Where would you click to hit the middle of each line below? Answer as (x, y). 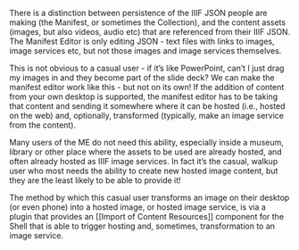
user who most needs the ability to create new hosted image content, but (144, 171)
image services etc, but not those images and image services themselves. (145, 51)
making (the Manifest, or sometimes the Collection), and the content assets (148, 22)
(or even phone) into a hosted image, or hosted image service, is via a (137, 207)
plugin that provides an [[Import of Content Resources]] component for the (146, 217)
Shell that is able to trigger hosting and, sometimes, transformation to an (142, 226)
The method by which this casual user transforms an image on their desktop (149, 197)
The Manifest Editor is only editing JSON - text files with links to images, (142, 41)
